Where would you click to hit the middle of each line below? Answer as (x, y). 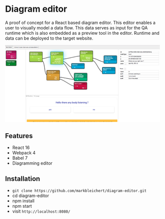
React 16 (21, 147)
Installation (23, 179)
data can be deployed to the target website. (49, 38)
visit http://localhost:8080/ (41, 211)
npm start (22, 206)
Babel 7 (20, 158)
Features (19, 136)
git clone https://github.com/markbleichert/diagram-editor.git (79, 191)
